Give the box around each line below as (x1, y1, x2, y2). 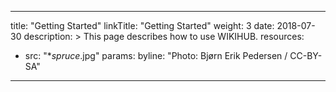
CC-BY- (289, 50, 323, 61)
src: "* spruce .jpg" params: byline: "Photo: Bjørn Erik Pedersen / (24, 50, 288, 61)
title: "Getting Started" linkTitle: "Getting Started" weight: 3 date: (10, 20, 275, 31)
